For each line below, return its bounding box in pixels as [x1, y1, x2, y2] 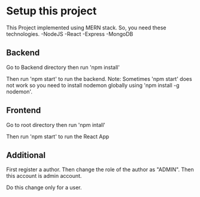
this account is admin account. [6, 172, 82, 180]
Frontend [6, 105, 41, 116]
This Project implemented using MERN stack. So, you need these [6, 24, 166, 31]
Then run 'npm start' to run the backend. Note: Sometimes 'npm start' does [6, 75, 193, 82]
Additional [6, 150, 46, 160]
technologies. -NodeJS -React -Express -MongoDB [6, 30, 134, 37]
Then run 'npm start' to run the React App [6, 133, 110, 140]
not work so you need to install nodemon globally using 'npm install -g [6, 81, 180, 89]
